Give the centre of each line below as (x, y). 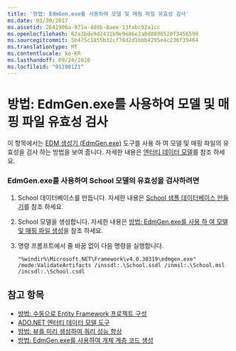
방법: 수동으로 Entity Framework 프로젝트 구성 (82, 313)
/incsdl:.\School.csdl (51, 271)
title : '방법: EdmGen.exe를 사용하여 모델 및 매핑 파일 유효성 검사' (98, 14)
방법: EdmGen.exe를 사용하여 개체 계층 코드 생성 (86, 340)
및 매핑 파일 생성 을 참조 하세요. (60, 230)
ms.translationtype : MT (43, 47)
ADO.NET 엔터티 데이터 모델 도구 (64, 322)
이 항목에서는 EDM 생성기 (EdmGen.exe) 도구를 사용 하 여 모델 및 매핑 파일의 (114, 143)
